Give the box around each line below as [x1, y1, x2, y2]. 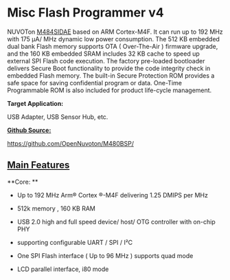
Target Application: [7, 99, 64, 107]
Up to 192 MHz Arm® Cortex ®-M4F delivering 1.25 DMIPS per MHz [16, 191, 208, 199]
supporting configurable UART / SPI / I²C [16, 238, 133, 246]
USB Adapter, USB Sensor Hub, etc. [7, 112, 108, 121]
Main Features [7, 160, 70, 171]
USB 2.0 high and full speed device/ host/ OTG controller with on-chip [16, 217, 216, 226]
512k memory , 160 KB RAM [16, 204, 96, 213]
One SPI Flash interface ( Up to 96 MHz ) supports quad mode [16, 251, 194, 259]
